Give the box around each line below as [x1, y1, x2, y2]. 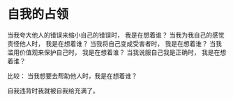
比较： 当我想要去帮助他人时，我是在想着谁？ [7, 71, 137, 80]
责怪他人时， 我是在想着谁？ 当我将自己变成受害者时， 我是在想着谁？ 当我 [7, 39, 222, 47]
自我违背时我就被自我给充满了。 [7, 86, 99, 95]
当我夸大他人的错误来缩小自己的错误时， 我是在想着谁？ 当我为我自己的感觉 [7, 31, 225, 39]
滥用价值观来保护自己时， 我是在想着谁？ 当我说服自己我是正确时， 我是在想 [7, 48, 227, 56]
